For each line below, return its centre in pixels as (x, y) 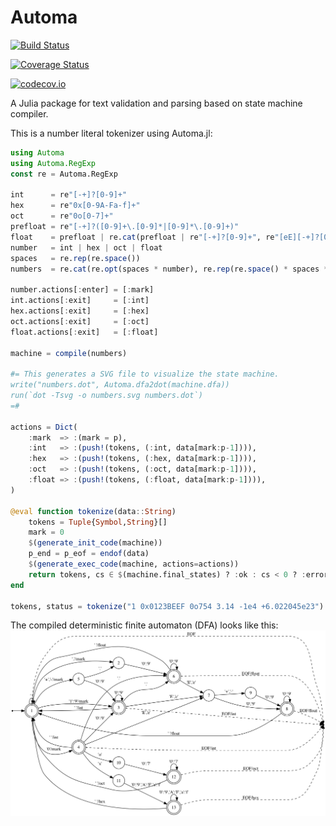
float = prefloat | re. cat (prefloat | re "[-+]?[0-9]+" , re (142, 237)
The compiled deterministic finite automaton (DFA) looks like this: (144, 625)
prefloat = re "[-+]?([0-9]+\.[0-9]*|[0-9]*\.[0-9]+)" (125, 227)
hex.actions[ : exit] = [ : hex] (80, 311)
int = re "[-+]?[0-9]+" (69, 195)
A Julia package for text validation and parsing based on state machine (156, 103)
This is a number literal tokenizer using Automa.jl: (111, 133)
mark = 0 (46, 532)
